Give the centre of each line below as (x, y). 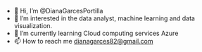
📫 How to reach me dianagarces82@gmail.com (83, 41)
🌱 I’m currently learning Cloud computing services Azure (96, 33)
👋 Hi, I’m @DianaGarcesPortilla (58, 11)
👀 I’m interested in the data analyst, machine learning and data (105, 18)
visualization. (33, 26)
